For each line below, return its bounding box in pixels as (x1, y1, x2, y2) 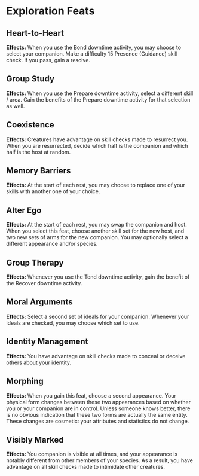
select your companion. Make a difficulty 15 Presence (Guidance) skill (6, 50, 178, 57)
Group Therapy (6, 257, 64, 267)
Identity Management (6, 337, 88, 347)
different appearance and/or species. (6, 240, 98, 248)
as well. (6, 102, 25, 109)
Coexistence (6, 120, 55, 130)
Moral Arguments (6, 297, 73, 307)
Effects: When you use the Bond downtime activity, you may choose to (6, 44, 181, 51)
